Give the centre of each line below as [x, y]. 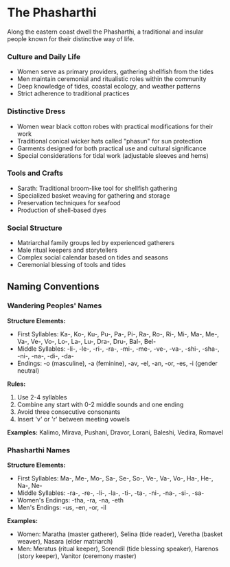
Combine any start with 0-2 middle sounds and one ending [100, 404]
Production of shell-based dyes [61, 210]
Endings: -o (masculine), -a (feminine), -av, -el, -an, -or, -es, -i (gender [117, 363]
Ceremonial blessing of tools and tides [71, 265]
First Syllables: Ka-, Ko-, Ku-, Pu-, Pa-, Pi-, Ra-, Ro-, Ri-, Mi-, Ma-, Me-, [118, 334]
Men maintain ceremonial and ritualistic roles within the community [112, 79]
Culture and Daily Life [44, 56]
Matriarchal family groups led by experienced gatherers [96, 243]
